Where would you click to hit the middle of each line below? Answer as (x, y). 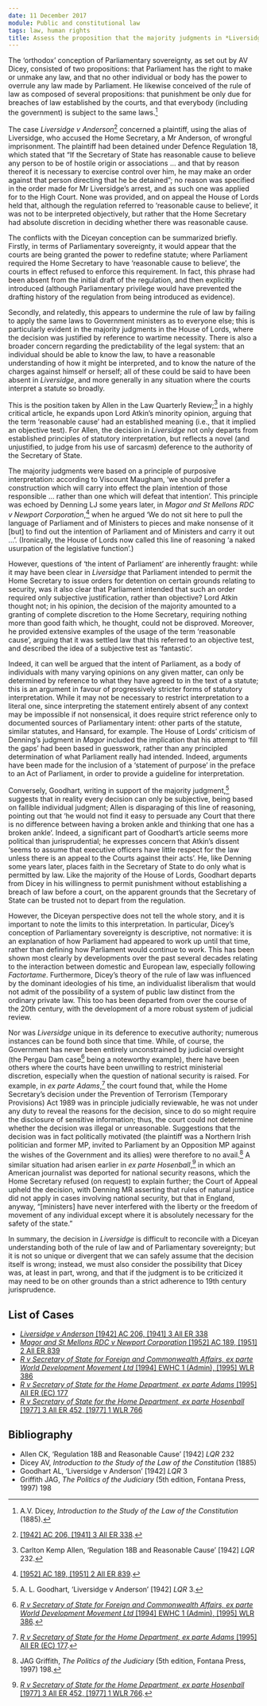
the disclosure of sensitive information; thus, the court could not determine (131, 1119)
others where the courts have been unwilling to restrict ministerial (116, 1067)
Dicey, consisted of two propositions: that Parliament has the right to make (130, 69)
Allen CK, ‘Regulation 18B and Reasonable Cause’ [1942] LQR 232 (127, 1454)
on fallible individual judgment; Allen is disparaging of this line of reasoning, (132, 807)
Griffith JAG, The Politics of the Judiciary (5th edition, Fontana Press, (133, 1479)
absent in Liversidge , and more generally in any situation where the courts (130, 379)
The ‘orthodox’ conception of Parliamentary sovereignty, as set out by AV (128, 60)
